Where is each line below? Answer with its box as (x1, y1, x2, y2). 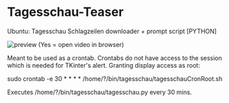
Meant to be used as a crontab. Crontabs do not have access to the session (7, 53, 223, 62)
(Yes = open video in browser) (38, 40, 124, 48)
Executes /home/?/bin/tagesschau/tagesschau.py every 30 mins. (7, 88, 192, 96)
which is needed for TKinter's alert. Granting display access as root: (7, 61, 201, 69)
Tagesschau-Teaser (7, 4, 124, 20)
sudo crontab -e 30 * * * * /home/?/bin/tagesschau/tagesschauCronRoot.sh (7, 74, 223, 83)
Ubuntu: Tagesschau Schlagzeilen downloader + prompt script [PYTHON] (7, 27, 217, 35)
